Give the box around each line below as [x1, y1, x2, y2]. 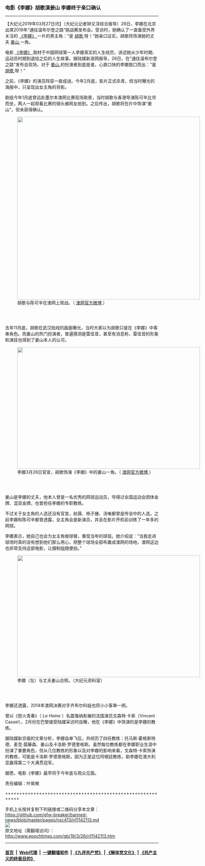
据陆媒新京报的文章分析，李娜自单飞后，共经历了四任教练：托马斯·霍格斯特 [5, 735, 156, 741]
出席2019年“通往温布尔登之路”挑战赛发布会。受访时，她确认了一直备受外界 [5, 27, 155, 33]
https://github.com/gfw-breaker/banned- [5, 812, 88, 818]
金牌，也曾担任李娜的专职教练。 [21, 500, 86, 506]
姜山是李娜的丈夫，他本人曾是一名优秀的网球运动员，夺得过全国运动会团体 [5, 494, 154, 500]
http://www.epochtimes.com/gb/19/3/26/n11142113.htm [5, 833, 115, 839]
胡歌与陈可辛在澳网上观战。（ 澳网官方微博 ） [17, 300, 107, 306]
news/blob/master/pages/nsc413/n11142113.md [5, 817, 99, 823]
